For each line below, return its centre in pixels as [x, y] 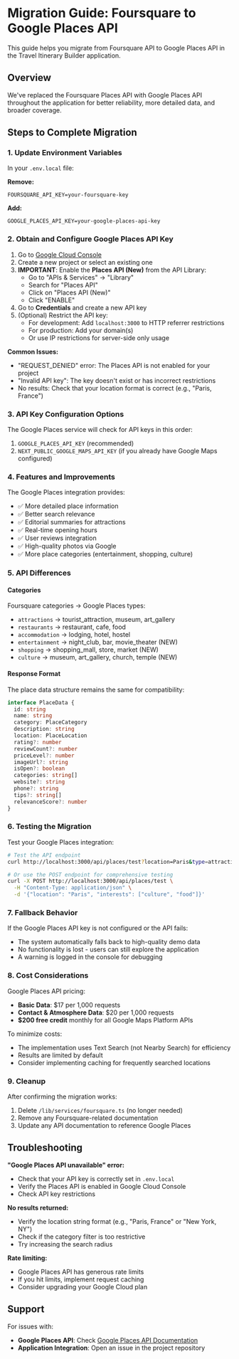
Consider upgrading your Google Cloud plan [83, 1286]
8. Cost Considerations [48, 975]
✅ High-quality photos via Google [67, 546]
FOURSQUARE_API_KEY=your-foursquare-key [68, 195]
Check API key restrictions [57, 1194]
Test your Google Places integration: [61, 842]
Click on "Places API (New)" [69, 292]
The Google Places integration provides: [67, 492]
